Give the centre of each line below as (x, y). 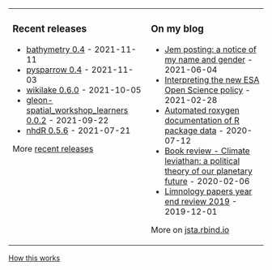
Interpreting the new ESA (212, 79)
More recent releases (53, 148)
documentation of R (202, 120)
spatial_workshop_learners (77, 110)
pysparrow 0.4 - (58, 70)
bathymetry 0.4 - (59, 49)
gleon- (40, 100)
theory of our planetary (208, 171)
